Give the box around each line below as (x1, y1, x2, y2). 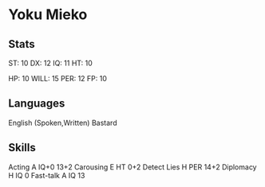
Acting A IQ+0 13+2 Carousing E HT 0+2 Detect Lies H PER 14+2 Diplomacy (8, 162, 257, 172)
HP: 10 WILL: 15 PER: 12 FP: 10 (8, 74, 108, 83)
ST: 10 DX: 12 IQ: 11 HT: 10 (8, 58, 93, 68)
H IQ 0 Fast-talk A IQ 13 (8, 170, 85, 180)
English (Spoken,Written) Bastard (8, 118, 117, 127)
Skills (8, 141, 36, 154)
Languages (8, 97, 65, 111)
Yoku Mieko (8, 6, 88, 24)
